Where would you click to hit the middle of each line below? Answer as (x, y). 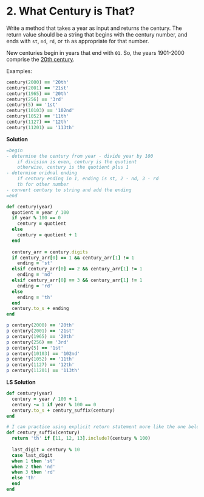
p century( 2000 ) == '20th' (40, 325)
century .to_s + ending (40, 309)
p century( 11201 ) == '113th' (43, 371)
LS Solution (21, 382)
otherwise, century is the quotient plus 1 (73, 167)
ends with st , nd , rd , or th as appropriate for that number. (78, 41)
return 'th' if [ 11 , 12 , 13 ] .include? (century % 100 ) (81, 439)
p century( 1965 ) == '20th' (40, 336)
